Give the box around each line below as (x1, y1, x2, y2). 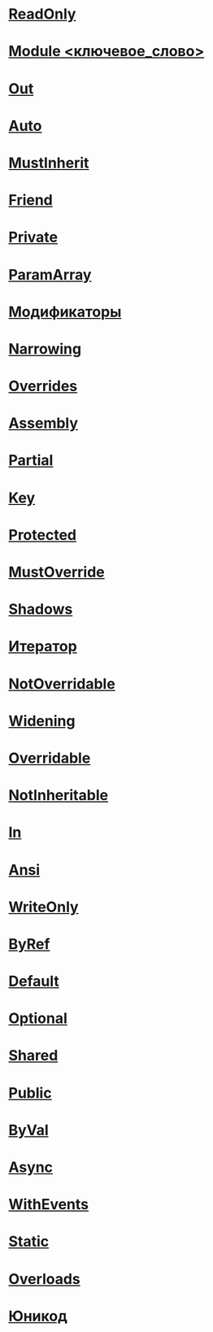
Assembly (8, 414, 79, 433)
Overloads (8, 1269, 80, 1288)
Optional (8, 1009, 67, 1028)
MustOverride (8, 563, 106, 581)
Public (8, 1083, 52, 1102)
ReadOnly (8, 5, 76, 24)
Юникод (8, 1307, 67, 1325)
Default (8, 973, 59, 990)
